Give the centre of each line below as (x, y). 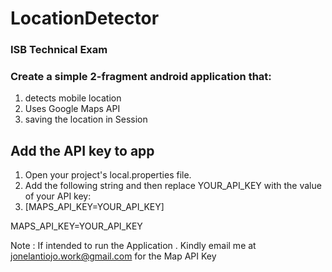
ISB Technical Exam (59, 50)
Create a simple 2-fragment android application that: (141, 77)
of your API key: (58, 196)
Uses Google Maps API (72, 109)
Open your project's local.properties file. (108, 175)
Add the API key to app (82, 150)
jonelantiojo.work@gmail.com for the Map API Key (113, 256)
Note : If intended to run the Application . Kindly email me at (133, 246)
